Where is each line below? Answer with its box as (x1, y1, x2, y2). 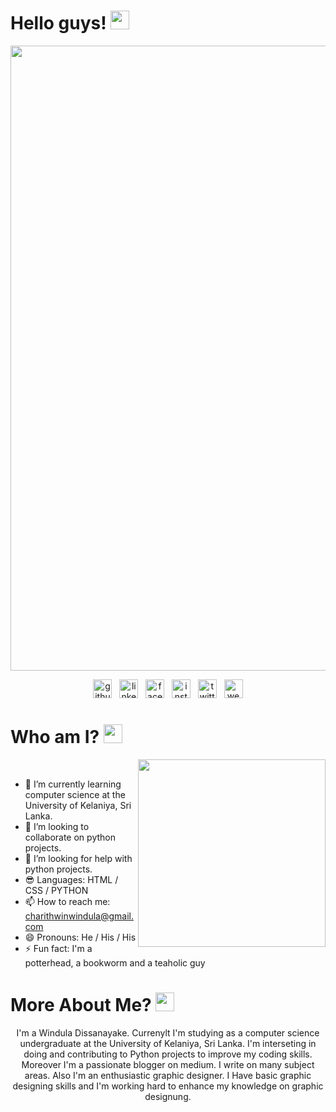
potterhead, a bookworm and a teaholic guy (24, 956, 206, 969)
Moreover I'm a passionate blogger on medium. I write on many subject (21, 1058, 315, 1070)
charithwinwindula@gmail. (24, 910, 134, 922)
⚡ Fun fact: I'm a (24, 942, 93, 954)
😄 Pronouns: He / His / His (24, 931, 137, 943)
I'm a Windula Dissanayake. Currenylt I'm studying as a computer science (16, 1026, 320, 1039)
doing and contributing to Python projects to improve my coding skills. (23, 1048, 313, 1060)
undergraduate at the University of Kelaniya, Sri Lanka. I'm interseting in (19, 1037, 317, 1049)
